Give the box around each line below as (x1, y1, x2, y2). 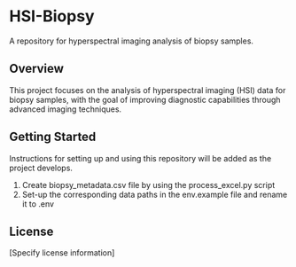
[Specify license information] (9, 247, 115, 258)
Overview (9, 61, 65, 76)
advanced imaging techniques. (9, 104, 122, 114)
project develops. (9, 162, 74, 173)
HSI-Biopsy (9, 6, 95, 27)
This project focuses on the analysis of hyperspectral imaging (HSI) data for (9, 84, 286, 95)
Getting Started (9, 130, 97, 145)
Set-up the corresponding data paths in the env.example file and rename (21, 189, 288, 200)
